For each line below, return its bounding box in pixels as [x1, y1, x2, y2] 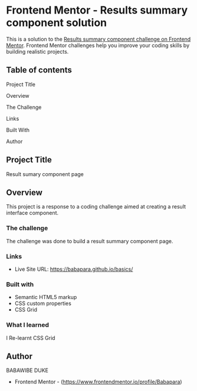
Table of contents [6, 65, 72, 75]
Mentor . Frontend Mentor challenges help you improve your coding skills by [6, 42, 190, 49]
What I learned [6, 321, 49, 329]
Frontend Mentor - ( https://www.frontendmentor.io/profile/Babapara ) [14, 378, 182, 386]
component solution [6, 16, 107, 29]
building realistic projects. [6, 48, 69, 55]
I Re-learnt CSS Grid [6, 334, 55, 342]
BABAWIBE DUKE [6, 367, 49, 374]
